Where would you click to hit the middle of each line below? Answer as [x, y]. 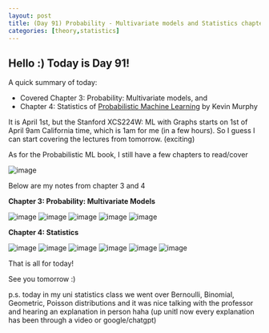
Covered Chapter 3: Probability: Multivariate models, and [114, 98]
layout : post [30, 16]
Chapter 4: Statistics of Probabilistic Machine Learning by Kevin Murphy [139, 107]
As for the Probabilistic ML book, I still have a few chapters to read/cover [128, 155]
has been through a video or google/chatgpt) [82, 320]
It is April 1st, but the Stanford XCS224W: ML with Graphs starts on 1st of [128, 122]
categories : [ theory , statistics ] [64, 30]
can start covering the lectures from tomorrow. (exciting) [102, 139]
